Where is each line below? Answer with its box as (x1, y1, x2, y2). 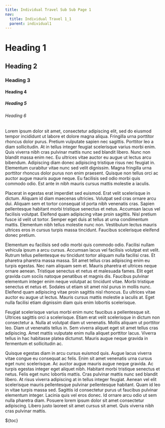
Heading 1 (5, 43, 47, 53)
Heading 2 (5, 62, 38, 70)
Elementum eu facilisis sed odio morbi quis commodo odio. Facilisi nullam (5, 242, 155, 248)
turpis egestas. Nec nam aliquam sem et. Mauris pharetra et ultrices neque (5, 262, 157, 268)
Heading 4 (5, 89, 27, 95)
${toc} (5, 417, 18, 423)
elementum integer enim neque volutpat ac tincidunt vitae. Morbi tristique (5, 278, 154, 284)
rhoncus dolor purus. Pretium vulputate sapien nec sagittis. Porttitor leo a (5, 138, 154, 144)
